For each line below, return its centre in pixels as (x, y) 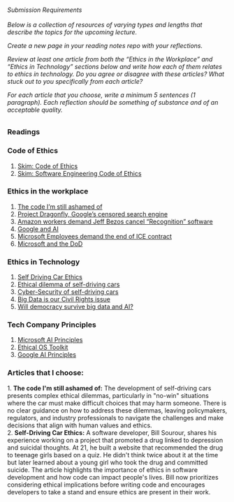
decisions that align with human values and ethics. (80, 425)
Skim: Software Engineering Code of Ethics (79, 173)
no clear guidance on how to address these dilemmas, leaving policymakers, (117, 410)
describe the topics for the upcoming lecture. (72, 32)
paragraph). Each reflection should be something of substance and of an (113, 102)
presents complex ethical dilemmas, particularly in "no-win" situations (108, 395)
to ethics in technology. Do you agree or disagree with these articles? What (116, 74)
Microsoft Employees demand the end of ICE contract (95, 236)
